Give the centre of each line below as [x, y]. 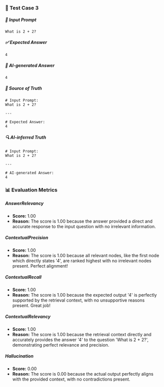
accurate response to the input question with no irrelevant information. [84, 226]
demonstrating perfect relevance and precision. [61, 345]
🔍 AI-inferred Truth [26, 137]
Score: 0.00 [24, 368]
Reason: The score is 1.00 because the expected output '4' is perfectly [84, 295]
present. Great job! [31, 305]
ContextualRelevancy [28, 317]
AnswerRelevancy [24, 203]
